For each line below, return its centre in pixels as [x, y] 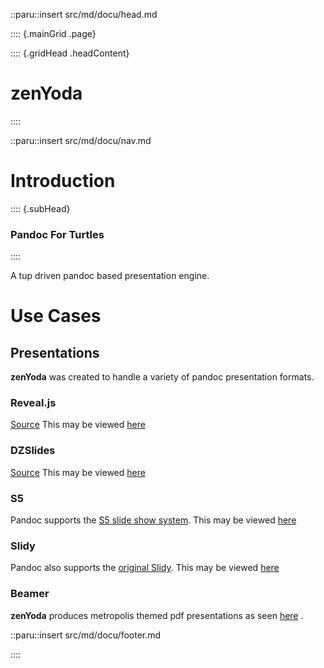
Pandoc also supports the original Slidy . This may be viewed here [145, 568]
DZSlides [33, 451]
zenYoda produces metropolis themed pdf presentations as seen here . [157, 615]
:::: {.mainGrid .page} [53, 33]
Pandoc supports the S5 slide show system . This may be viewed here [153, 520]
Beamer [30, 594]
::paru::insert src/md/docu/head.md [84, 14]
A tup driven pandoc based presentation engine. [110, 276]
